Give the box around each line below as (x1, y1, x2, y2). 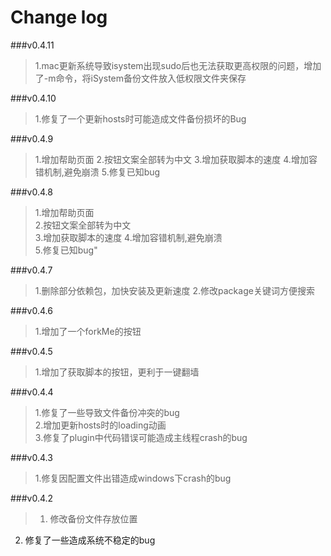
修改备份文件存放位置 (49, 512, 138, 525)
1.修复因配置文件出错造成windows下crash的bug (34, 472, 232, 484)
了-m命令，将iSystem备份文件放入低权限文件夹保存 (34, 72, 247, 84)
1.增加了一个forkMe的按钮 (34, 325, 142, 337)
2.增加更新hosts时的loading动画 (34, 419, 167, 431)
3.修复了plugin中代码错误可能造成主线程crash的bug (34, 431, 248, 443)
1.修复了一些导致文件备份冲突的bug (34, 406, 180, 418)
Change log (10, 6, 108, 29)
